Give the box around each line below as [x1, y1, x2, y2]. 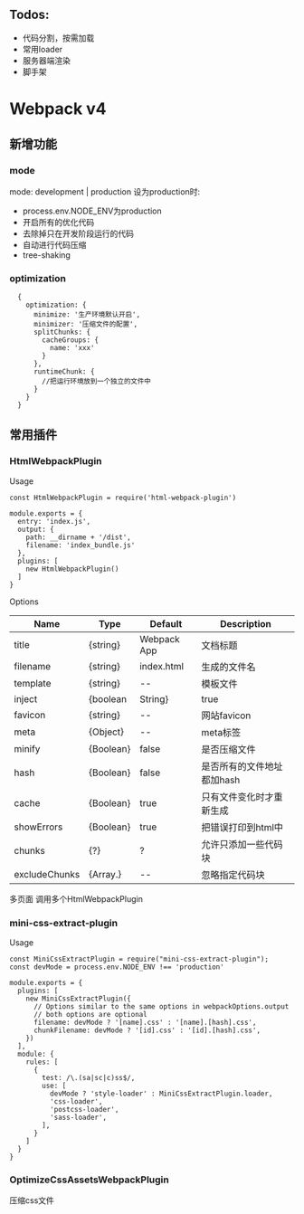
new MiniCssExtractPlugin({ [25, 994, 131, 1003]
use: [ [42, 1081, 67, 1090]
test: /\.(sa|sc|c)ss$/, [42, 1073, 136, 1082]
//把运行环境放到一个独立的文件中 [42, 376, 151, 385]
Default [149, 617, 183, 630]
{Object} [89, 726, 125, 738]
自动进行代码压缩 [22, 239, 87, 250]
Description [220, 617, 271, 630]
